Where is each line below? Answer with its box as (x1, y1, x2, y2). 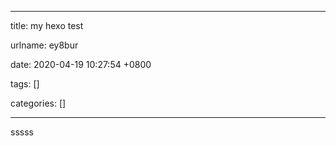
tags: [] (10, 78, 40, 90)
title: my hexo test (10, 20, 84, 31)
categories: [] (10, 97, 67, 109)
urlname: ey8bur (10, 39, 79, 51)
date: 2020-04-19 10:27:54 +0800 (10, 59, 152, 70)
